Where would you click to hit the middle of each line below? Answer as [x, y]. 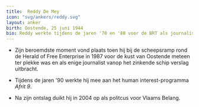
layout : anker [24, 22]
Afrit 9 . [23, 86]
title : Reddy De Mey [33, 11]
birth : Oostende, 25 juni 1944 [45, 28]
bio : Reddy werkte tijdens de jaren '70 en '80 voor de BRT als [87, 34]
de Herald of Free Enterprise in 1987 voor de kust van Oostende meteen [102, 56]
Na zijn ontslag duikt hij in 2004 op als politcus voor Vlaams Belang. [97, 98]
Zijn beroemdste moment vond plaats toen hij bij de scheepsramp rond [101, 50]
